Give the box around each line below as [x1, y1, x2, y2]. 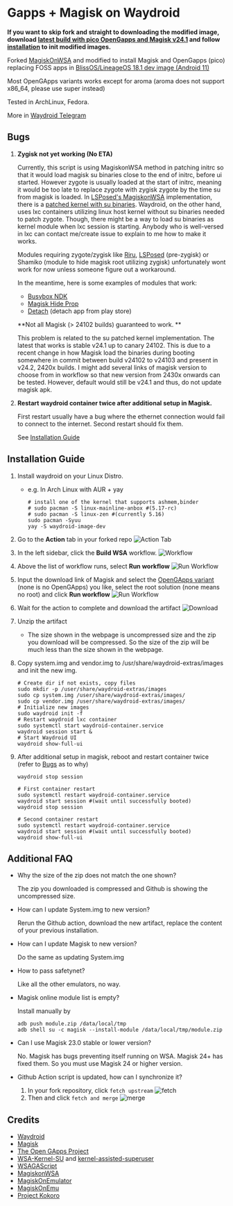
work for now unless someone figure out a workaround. [17, 265, 177, 274]
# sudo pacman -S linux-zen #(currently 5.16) [27, 510, 165, 518]
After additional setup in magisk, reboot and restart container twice [17, 752, 209, 761]
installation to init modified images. [7, 42, 111, 51]
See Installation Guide [17, 433, 80, 442]
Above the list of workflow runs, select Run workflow [17, 562, 170, 570]
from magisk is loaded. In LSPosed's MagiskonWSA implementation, [17, 192, 213, 201]
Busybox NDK [27, 292, 68, 300]
